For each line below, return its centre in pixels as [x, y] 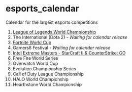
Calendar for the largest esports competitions [52, 22]
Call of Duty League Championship [48, 74]
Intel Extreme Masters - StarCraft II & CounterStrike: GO [69, 53]
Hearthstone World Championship [47, 84]
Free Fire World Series [35, 58]
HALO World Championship [40, 79]
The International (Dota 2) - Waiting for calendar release [70, 37]
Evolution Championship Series [44, 69]
